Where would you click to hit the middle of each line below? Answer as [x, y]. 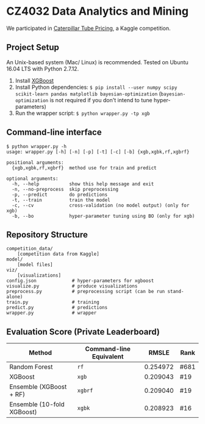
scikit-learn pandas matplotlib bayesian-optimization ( [88, 94]
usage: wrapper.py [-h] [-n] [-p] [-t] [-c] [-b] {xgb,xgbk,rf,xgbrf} [98, 152]
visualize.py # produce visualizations [72, 286]
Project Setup [33, 47]
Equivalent [108, 357]
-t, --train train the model [61, 200]
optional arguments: [33, 179]
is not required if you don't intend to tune [101, 100]
